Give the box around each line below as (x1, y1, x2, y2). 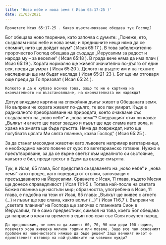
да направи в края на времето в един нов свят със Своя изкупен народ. (5, 212, 159, 218)
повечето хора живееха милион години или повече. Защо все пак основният (5, 226, 161, 232)
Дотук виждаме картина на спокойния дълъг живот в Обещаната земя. (5, 98, 158, 104)
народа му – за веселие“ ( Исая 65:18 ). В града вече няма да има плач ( (5, 55, 159, 61)
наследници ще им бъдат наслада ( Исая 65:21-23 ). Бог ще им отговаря (5, 71, 159, 77)
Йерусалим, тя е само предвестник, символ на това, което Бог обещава (5, 207, 159, 213)
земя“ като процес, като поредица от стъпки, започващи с (5, 170, 130, 176)
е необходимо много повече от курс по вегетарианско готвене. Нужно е (5, 145, 160, 151)
